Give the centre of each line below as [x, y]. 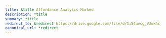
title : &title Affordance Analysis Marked [49, 10]
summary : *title [22, 19]
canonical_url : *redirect [32, 28]
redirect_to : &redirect [30, 23]
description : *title [26, 14]
